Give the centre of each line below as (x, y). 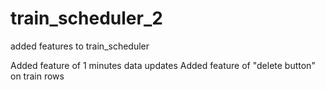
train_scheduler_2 (86, 18)
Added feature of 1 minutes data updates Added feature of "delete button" (163, 65)
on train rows (37, 76)
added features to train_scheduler (80, 46)
